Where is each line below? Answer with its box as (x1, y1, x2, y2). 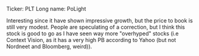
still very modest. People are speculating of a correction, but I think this (6, 24, 186, 30)
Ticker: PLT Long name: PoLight (6, 5, 86, 12)
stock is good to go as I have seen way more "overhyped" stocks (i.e (6, 30, 179, 37)
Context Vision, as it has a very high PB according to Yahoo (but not (6, 37, 176, 43)
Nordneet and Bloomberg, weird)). (6, 43, 93, 50)
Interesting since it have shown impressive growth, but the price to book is (6, 17, 193, 24)
